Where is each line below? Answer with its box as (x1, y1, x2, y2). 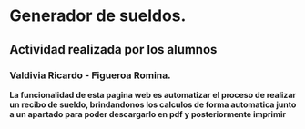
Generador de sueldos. (9, 5, 187, 26)
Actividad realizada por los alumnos (9, 42, 218, 57)
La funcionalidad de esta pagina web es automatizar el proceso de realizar (9, 89, 297, 100)
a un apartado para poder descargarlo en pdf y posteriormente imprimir (9, 108, 287, 119)
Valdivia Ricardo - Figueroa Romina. (9, 69, 171, 82)
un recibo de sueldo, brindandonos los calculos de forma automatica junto (9, 99, 297, 110)
